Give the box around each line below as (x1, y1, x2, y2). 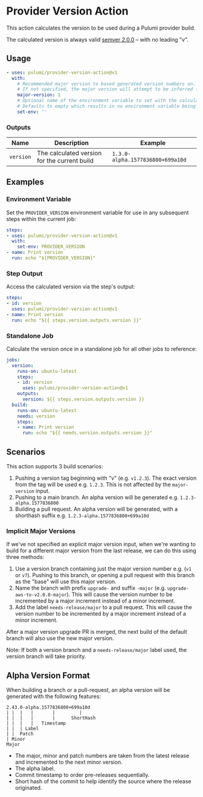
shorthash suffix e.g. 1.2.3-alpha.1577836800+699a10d (14, 512, 149, 519)
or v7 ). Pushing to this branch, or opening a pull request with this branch (14, 572, 195, 579)
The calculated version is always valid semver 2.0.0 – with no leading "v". (6, 36, 189, 43)
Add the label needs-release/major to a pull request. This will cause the (14, 604, 192, 611)
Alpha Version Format (6, 670, 91, 680)
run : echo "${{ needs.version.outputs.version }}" (22, 430, 153, 436)
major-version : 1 (17, 92, 61, 98)
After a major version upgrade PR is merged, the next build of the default (6, 628, 187, 636)
